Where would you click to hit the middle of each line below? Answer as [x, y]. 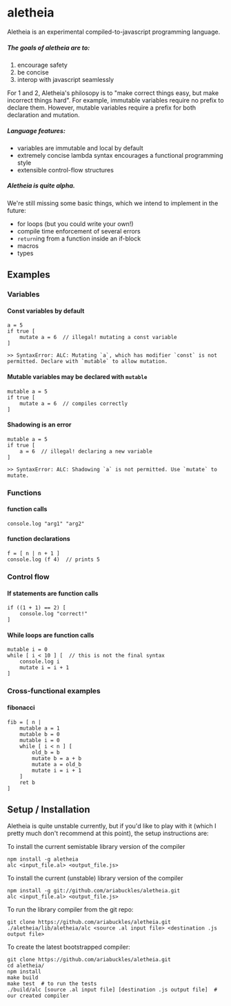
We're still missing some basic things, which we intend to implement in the [113, 203]
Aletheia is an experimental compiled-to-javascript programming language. [114, 32]
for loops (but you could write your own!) [75, 224]
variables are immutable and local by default [80, 148]
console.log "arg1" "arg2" [46, 524]
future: [17, 210]
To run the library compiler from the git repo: [70, 910]
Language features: [36, 131]
